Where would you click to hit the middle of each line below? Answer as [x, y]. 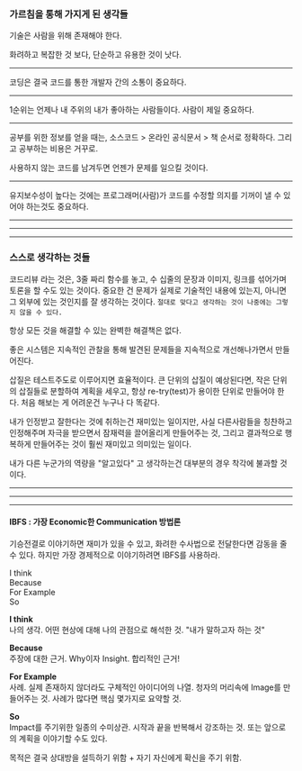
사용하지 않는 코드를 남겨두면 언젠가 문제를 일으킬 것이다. [109, 168]
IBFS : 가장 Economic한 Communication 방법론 [95, 522]
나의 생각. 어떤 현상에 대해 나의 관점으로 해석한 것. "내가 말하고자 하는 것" [137, 630]
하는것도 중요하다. [57, 207]
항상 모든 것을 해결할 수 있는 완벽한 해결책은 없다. [96, 330]
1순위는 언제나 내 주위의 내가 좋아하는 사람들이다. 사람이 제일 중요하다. [132, 110]
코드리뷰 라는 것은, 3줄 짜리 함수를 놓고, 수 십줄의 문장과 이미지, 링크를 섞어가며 [148, 279]
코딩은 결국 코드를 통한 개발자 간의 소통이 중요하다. [98, 82]
